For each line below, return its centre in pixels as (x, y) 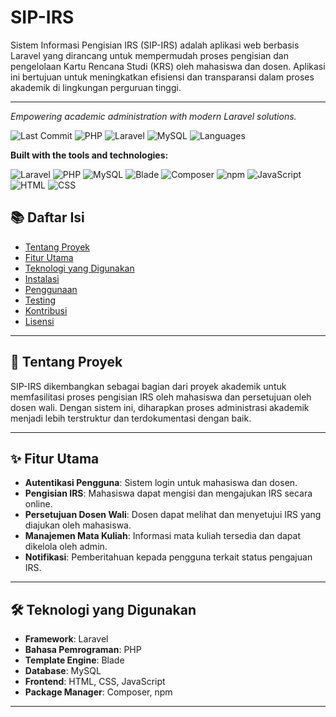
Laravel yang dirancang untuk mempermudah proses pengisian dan (149, 55)
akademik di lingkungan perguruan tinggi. (96, 87)
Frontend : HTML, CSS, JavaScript (95, 682)
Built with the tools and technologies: (89, 155)
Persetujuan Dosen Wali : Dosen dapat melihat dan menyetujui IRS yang (173, 515)
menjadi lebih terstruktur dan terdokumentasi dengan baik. (131, 418)
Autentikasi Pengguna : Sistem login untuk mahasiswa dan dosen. (161, 483)
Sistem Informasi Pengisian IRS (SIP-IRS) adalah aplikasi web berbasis (155, 45)
